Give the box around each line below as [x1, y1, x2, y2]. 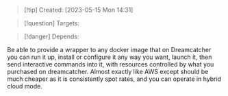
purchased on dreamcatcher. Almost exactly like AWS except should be [7, 68, 209, 75]
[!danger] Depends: [23, 32, 79, 40]
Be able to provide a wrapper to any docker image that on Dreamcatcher [7, 46, 212, 53]
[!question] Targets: [23, 19, 80, 27]
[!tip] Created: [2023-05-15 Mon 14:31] [23, 6, 134, 14]
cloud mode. [7, 82, 42, 90]
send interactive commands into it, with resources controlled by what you [7, 60, 214, 68]
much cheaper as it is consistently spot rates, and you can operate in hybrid [7, 75, 221, 83]
